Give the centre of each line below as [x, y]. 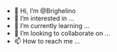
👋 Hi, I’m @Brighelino [45, 11]
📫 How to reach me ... [47, 41]
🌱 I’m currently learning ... [52, 26]
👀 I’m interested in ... [44, 18]
